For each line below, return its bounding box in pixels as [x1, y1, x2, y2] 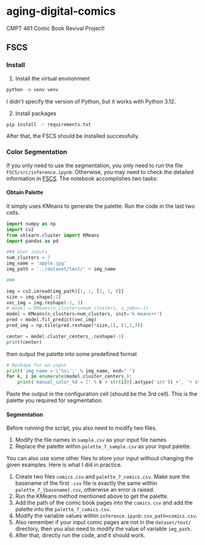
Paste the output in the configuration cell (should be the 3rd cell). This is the [6, 391, 198, 398]
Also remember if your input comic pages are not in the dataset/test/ [15, 519, 191, 526]
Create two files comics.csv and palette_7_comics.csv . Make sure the [15, 473, 190, 481]
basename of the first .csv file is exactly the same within [15, 479, 157, 487]
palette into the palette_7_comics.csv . [15, 506, 111, 513]
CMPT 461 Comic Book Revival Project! [6, 25, 105, 32]
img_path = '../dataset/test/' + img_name [6, 266, 116, 272]
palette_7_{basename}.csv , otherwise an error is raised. [15, 486, 155, 494]
